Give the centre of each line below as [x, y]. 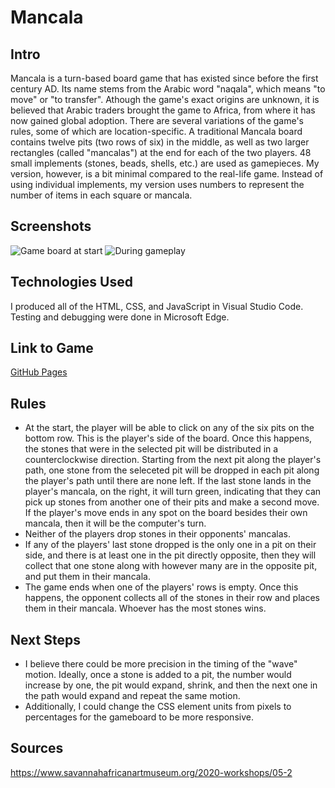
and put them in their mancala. [87, 577]
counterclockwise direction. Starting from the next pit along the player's [173, 460]
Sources [37, 748]
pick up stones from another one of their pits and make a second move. [172, 502]
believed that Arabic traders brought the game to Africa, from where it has [163, 110]
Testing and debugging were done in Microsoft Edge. [120, 317]
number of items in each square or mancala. [101, 195]
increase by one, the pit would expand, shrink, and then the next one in [171, 685]
